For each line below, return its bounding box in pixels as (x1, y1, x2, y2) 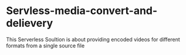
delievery (6, 16, 53, 30)
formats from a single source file (6, 42, 85, 49)
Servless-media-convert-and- (6, 4, 158, 18)
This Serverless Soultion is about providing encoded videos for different (6, 36, 180, 43)
